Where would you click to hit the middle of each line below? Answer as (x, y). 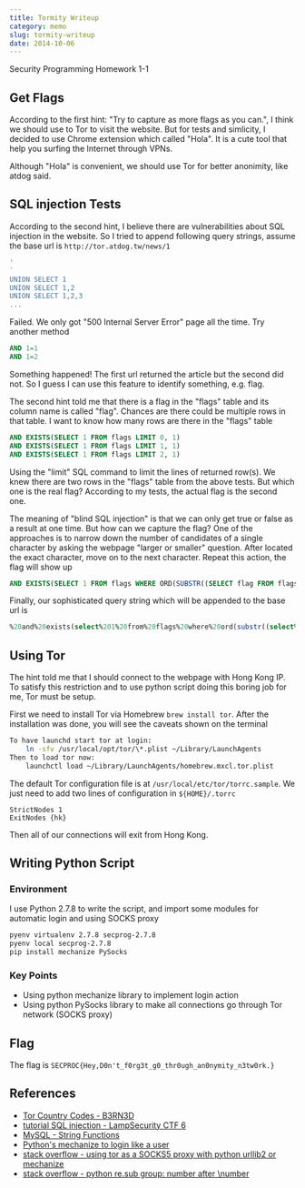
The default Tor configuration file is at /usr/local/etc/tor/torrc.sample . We (152, 783)
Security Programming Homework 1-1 (79, 69)
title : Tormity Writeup (54, 18)
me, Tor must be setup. (53, 697)
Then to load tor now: (52, 757)
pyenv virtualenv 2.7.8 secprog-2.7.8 (83, 935)
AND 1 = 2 (24, 357)
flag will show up (41, 567)
